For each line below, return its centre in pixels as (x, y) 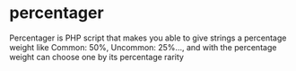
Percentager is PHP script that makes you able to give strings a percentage (148, 38)
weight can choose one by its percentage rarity (96, 57)
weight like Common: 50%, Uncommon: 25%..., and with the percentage (143, 47)
